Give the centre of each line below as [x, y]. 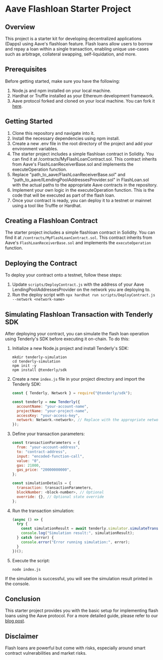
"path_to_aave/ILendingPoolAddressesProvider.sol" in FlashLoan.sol [81, 180]
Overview [20, 27]
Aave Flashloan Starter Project [68, 9]
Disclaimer [22, 636]
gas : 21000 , [29, 465]
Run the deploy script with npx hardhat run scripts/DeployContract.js [84, 295]
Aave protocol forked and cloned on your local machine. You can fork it [83, 101]
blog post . [15, 621]
